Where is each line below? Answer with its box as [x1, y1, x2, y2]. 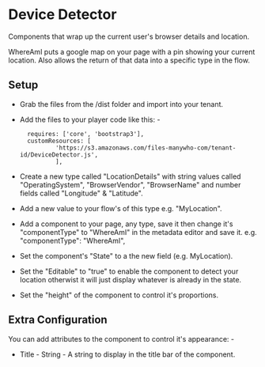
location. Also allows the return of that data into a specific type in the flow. [8, 55, 251, 65]
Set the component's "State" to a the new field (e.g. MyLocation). [19, 251, 233, 260]
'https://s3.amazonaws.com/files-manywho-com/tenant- [55, 144, 237, 152]
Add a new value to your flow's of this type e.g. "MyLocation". [19, 203, 223, 213]
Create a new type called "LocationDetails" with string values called [19, 172, 241, 181]
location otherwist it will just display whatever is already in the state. [19, 274, 242, 284]
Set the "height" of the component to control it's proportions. [19, 290, 219, 300]
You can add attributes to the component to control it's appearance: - [8, 334, 235, 343]
